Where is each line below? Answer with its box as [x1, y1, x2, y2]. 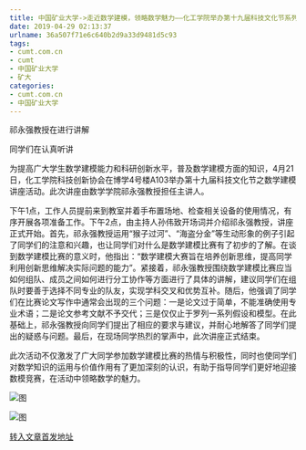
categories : [9, 81, 55, 90]
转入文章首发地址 [9, 431, 74, 443]
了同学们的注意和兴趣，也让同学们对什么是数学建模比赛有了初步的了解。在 [9, 239, 289, 251]
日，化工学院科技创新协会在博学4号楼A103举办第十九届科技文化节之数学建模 [9, 174, 297, 185]
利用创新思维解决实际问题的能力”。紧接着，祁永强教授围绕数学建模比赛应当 [9, 262, 293, 274]
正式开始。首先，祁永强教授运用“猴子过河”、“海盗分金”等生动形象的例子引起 [9, 228, 295, 239]
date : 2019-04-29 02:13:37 [9, 22, 112, 31]
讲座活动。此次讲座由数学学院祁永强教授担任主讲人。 [9, 186, 209, 197]
